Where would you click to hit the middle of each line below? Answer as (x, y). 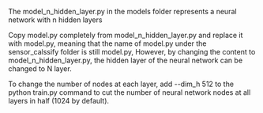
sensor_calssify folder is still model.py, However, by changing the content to (132, 52)
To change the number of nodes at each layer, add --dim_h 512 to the (121, 84)
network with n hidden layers (55, 20)
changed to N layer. (40, 69)
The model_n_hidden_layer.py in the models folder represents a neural (122, 11)
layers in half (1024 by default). (58, 101)
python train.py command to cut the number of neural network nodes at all (130, 92)
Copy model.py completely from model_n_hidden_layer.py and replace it (126, 35)
